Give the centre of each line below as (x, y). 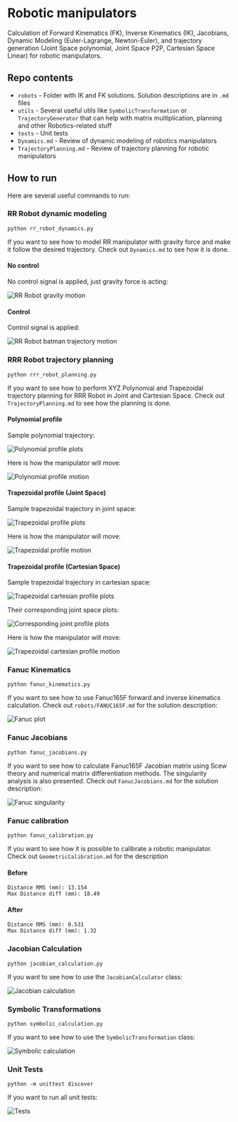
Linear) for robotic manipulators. (55, 56)
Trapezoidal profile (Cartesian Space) (64, 566)
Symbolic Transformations (54, 1009)
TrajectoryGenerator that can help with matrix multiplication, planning (120, 118)
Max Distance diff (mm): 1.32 (52, 931)
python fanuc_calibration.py (50, 835)
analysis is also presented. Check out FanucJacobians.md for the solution (113, 781)
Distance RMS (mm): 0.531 (45, 925)
